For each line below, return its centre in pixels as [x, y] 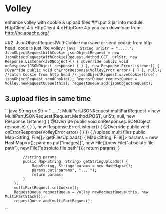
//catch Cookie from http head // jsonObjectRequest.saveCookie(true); [81, 75]
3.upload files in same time [48, 99]
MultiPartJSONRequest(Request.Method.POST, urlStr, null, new [70, 116]
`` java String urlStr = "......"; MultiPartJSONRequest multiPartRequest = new [83, 111]
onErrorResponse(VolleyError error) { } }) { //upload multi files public [75, 132]
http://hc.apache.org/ [27, 33]
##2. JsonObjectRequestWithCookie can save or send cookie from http [79, 42]
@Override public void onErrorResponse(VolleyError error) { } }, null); [83, 70]
